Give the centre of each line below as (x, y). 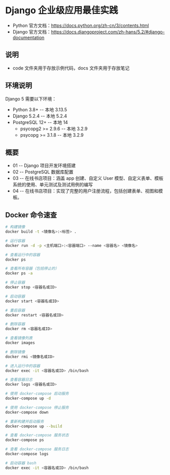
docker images (20, 343)
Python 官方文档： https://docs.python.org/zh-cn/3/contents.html (81, 25)
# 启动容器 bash (21, 463)
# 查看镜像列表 (19, 338)
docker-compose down (27, 412)
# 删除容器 (15, 324)
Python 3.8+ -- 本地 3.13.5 (40, 109)
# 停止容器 (15, 282)
